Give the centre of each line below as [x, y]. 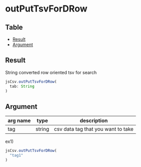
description [94, 121]
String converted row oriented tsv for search [51, 72]
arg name [19, 121]
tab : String [22, 86]
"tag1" [16, 155]
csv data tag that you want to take [94, 129]
